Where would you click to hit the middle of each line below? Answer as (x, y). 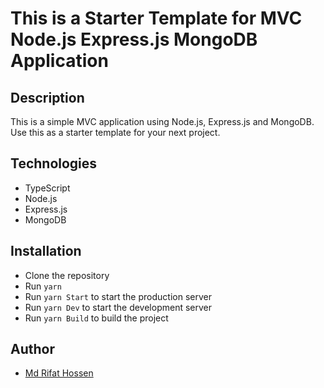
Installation (46, 251)
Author (32, 349)
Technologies (54, 163)
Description (47, 97)
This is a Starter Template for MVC (156, 18)
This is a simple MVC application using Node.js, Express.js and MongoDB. (162, 121)
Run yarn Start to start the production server (118, 296)
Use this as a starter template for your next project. (115, 132)
